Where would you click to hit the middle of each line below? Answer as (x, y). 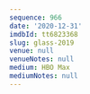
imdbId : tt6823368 (44, 34)
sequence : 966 (36, 17)
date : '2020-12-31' (46, 26)
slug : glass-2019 (42, 43)
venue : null (31, 51)
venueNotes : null (42, 59)
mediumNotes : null (44, 76)
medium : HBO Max (40, 68)
